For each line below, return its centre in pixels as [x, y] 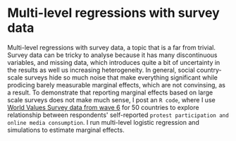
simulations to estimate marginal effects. [66, 130]
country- [209, 70]
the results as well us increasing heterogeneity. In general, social [101, 70]
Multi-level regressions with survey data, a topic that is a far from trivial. [112, 47]
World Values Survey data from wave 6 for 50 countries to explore [103, 107]
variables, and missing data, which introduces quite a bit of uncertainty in [114, 62]
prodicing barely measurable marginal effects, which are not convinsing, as [116, 85]
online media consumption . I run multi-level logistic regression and [103, 122]
